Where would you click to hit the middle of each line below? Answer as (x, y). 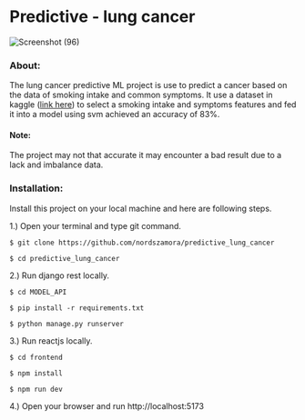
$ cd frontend (36, 357)
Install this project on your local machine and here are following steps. (141, 208)
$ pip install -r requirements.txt (77, 308)
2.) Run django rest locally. (60, 275)
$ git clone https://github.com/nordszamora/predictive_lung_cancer (142, 243)
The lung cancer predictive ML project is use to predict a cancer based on (148, 85)
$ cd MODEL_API (38, 292)
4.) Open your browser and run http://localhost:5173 (107, 405)
